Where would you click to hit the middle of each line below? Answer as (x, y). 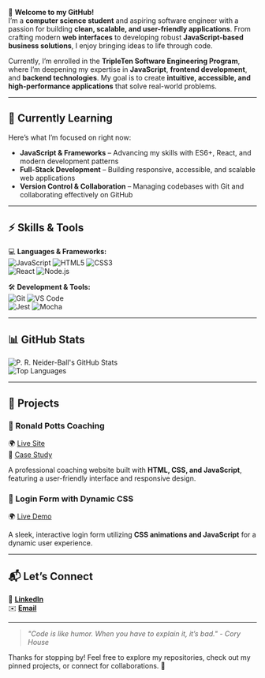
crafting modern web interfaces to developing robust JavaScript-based (126, 37)
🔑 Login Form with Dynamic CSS (71, 499)
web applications (47, 178)
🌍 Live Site (27, 444)
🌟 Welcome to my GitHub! (51, 12)
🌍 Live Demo (30, 516)
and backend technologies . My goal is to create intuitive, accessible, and (129, 78)
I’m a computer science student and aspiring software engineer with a (123, 21)
